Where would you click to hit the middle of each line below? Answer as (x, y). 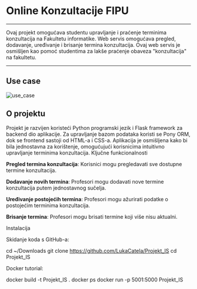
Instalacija (18, 228)
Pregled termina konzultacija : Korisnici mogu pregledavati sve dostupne (94, 164)
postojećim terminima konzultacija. (48, 205)
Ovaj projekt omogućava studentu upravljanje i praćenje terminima (86, 32)
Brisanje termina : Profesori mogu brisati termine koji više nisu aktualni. (92, 216)
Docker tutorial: (25, 268)
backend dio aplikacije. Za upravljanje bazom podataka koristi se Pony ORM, (98, 134)
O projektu (26, 114)
